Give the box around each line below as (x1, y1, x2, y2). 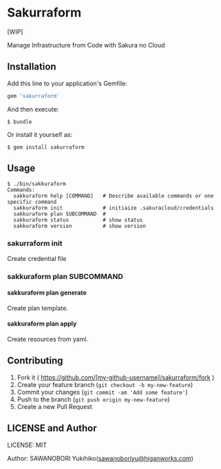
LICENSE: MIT (7, 441, 47, 449)
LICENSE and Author (7, 422, 98, 435)
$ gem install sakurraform (7, 143, 85, 151)
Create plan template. (7, 304, 69, 312)
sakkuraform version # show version (13, 222, 147, 230)
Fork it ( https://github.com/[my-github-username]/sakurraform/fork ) (17, 373, 215, 382)
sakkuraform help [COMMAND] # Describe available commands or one (13, 193, 214, 200)
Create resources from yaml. (7, 335, 88, 344)
